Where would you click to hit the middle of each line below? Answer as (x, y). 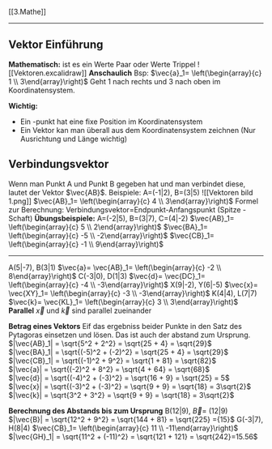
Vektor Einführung (56, 45)
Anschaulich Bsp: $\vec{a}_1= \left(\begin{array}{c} (175, 73)
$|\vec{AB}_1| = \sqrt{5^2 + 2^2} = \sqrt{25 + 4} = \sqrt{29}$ (110, 343)
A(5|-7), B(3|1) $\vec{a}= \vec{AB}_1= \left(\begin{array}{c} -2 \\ (115, 267)
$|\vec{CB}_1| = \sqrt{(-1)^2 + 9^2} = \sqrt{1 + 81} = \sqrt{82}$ (113, 361)
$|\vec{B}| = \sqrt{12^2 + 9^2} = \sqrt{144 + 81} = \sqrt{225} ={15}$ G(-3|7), (136, 419)
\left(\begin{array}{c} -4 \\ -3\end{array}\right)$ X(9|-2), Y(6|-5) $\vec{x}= (134, 284)
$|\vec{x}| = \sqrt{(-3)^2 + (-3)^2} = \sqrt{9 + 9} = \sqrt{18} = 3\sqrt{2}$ (130, 386)
